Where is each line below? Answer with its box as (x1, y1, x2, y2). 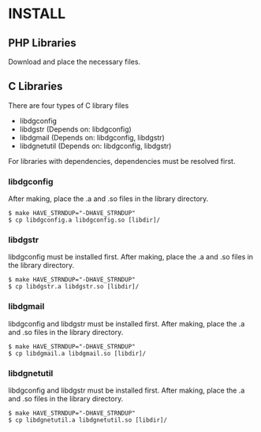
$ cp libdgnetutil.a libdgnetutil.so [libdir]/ (8, 416, 168, 424)
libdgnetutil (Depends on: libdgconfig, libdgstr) (19, 141, 172, 151)
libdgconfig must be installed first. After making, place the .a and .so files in (8, 252, 254, 262)
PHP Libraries (8, 36, 76, 50)
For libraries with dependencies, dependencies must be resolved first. (8, 156, 236, 166)
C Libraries (8, 80, 63, 93)
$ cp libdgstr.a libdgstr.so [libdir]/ (8, 283, 140, 291)
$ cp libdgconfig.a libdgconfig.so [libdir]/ (8, 216, 160, 225)
